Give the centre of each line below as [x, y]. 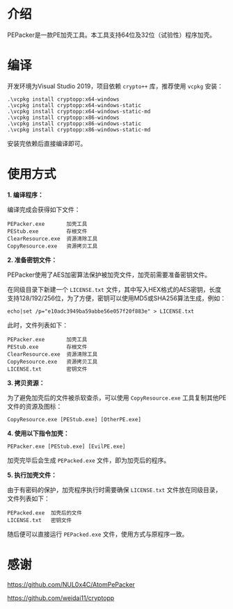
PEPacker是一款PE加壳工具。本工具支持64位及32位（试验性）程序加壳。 [112, 35]
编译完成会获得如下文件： [44, 209]
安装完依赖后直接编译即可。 [47, 143]
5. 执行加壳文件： [32, 475]
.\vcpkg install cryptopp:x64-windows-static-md [79, 111]
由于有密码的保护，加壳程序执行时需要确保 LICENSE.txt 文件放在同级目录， [114, 489]
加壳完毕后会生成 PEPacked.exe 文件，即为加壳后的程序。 [89, 460]
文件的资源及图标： [35, 406]
